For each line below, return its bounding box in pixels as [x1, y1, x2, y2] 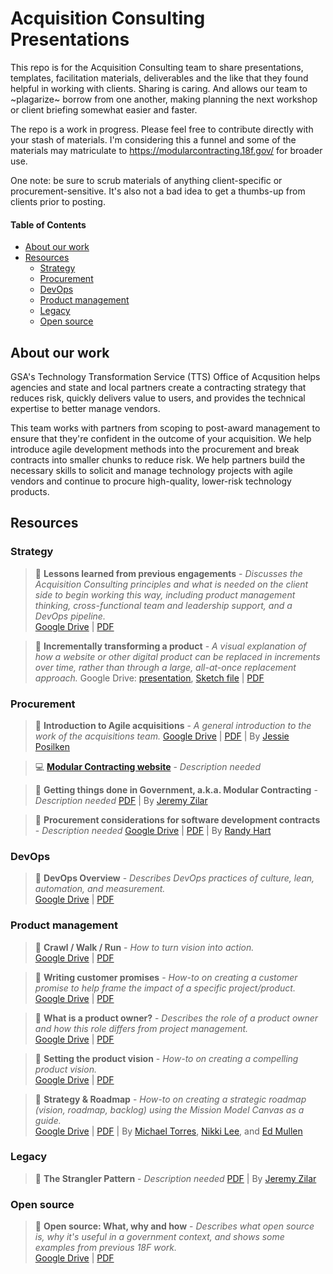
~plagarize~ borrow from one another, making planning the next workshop [10, 93, 318, 105]
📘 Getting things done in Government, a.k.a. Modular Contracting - [34, 783, 318, 796]
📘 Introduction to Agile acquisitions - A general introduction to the [34, 719, 312, 731]
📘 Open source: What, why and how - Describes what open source [34, 1220, 315, 1232]
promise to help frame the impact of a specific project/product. [34, 982, 296, 994]
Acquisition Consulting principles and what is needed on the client [34, 578, 309, 590]
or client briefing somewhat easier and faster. [10, 103, 198, 116]
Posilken [34, 740, 71, 752]
